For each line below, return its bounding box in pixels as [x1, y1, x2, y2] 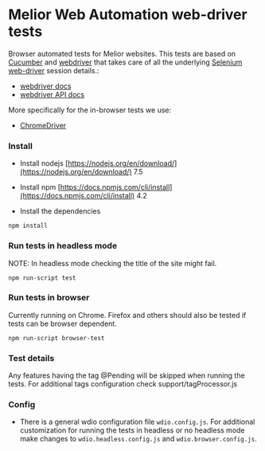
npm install [8, 222, 48, 230]
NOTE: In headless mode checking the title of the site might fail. [8, 258, 217, 268]
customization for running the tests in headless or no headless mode [19, 426, 245, 435]
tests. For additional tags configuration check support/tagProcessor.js [8, 379, 237, 389]
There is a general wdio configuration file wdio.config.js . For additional [19, 417, 255, 427]
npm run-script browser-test [8, 334, 105, 342]
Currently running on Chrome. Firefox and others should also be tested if [8, 310, 247, 320]
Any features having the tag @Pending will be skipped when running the [8, 371, 245, 380]
